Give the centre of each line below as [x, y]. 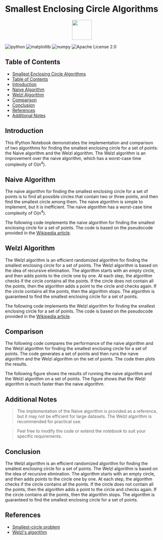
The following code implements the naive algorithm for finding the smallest [80, 222]
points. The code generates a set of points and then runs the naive [72, 354]
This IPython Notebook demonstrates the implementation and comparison [79, 142]
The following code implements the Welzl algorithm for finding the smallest [80, 306]
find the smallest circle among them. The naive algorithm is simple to [74, 202]
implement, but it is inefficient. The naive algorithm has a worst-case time [79, 207]
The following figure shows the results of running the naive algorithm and [79, 374]
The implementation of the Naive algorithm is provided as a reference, [87, 411]
